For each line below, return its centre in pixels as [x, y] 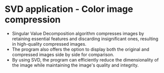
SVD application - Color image [69, 9]
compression [33, 20]
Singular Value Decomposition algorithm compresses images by [78, 33]
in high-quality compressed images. [49, 44]
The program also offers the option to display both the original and [80, 49]
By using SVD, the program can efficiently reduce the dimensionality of [85, 60]
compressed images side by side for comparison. [63, 54]
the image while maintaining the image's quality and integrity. [75, 65]
